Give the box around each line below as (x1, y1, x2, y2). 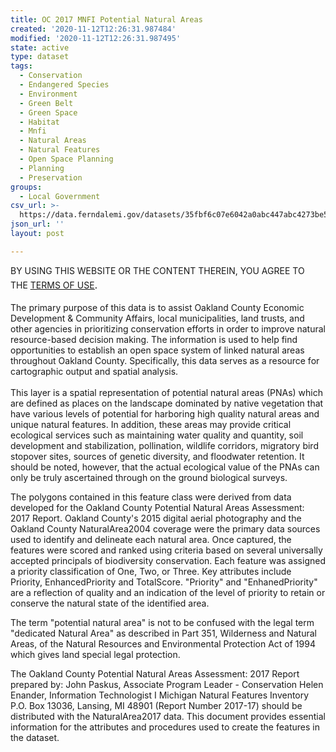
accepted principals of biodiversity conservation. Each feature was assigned (10, 554, 326, 566)
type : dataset (10, 52, 70, 62)
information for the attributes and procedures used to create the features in (10, 721, 320, 733)
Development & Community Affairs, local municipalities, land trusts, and (10, 312, 305, 324)
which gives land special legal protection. (10, 648, 181, 660)
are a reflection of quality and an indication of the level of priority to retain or (10, 586, 326, 598)
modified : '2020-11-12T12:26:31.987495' (10, 33, 182, 43)
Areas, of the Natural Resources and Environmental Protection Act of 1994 (10, 637, 316, 650)
